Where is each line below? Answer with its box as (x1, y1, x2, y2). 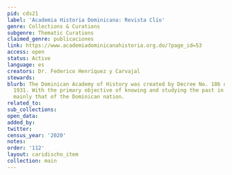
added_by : (7, 119, 36, 126)
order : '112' (7, 145, 45, 152)
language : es (7, 61, 45, 68)
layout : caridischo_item (7, 151, 79, 158)
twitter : (7, 125, 32, 132)
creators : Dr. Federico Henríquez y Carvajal (7, 68, 140, 74)
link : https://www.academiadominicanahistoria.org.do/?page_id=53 (7, 42, 202, 49)
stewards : (7, 74, 36, 81)
